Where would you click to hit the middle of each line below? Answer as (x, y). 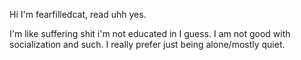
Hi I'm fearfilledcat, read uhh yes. (78, 14)
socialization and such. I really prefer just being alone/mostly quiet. (147, 44)
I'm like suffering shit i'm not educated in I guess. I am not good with (150, 33)
